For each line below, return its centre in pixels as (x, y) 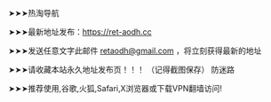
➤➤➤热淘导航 (34, 13)
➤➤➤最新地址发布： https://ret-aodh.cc (80, 32)
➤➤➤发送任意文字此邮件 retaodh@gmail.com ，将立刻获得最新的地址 (135, 51)
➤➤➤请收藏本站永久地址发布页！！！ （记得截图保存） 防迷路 (122, 70)
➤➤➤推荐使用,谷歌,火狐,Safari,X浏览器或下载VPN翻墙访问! (116, 88)
